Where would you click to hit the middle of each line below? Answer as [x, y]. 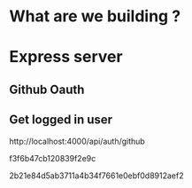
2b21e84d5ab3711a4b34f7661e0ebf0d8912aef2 [96, 176]
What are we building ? [95, 16]
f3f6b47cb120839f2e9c [53, 158]
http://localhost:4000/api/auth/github [77, 141]
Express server [66, 57]
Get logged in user [61, 120]
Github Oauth [47, 89]
